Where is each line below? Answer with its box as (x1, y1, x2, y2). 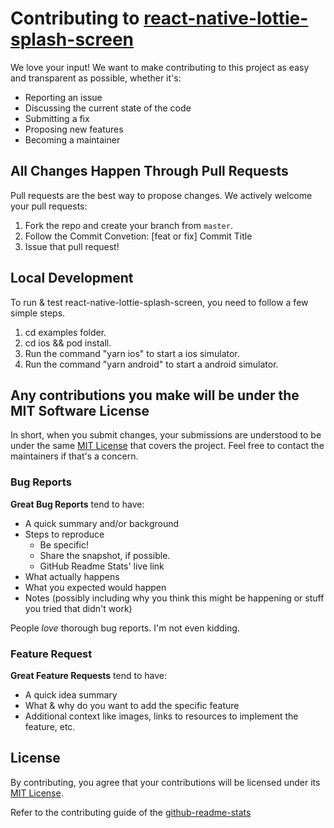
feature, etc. (24, 720, 76, 732)
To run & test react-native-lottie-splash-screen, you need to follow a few (10, 296, 309, 308)
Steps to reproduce (24, 528, 105, 540)
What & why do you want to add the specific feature (24, 699, 240, 711)
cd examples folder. (24, 326, 107, 338)
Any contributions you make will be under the (10, 387, 300, 404)
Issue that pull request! (24, 240, 120, 252)
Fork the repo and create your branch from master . (24, 219, 233, 231)
